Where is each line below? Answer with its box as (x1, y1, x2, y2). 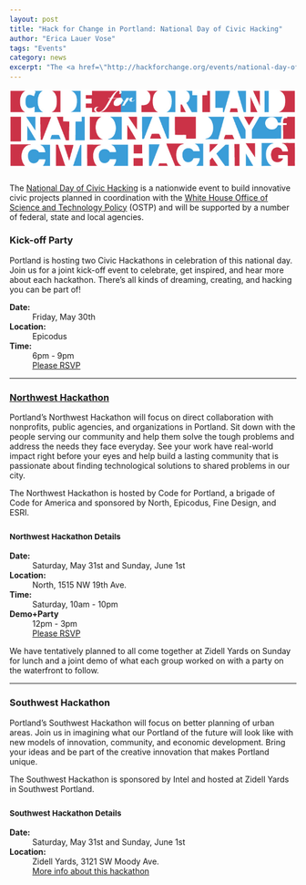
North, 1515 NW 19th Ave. (32, 579, 127, 590)
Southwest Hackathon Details (9, 807, 122, 818)
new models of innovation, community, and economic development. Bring (9, 736, 286, 747)
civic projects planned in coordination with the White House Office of (9, 192, 269, 203)
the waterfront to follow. (9, 665, 100, 676)
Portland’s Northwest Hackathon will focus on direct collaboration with (9, 411, 274, 423)
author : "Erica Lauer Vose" (9, 34, 117, 43)
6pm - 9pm (32, 349, 75, 360)
